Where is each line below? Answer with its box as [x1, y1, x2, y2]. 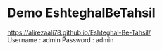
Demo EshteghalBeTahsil [7, 5, 156, 21]
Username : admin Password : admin [7, 35, 114, 44]
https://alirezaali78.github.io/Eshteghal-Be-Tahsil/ [7, 28, 151, 37]
